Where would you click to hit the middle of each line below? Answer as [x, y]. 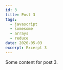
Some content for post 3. [31, 62]
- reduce [19, 39]
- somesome [22, 29]
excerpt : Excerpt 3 [26, 48]
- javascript [24, 24]
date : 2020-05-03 [24, 43]
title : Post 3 [20, 15]
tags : [11, 19]
